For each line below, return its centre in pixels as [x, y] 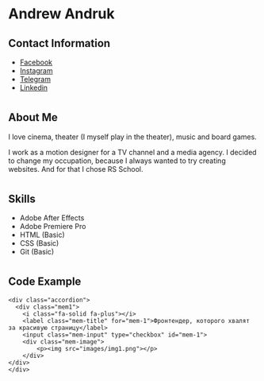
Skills [22, 198]
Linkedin [34, 87]
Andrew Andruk [61, 14]
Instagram [36, 71]
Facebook [36, 62]
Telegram [35, 79]
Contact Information [59, 43]
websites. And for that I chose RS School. [76, 169]
